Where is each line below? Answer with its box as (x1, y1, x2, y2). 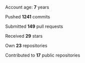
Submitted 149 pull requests (5, 23, 63, 29)
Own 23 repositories (5, 43, 47, 49)
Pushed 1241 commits (5, 14, 50, 19)
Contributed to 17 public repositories (5, 52, 80, 58)
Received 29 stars (5, 33, 43, 39)
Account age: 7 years (5, 4, 49, 10)
